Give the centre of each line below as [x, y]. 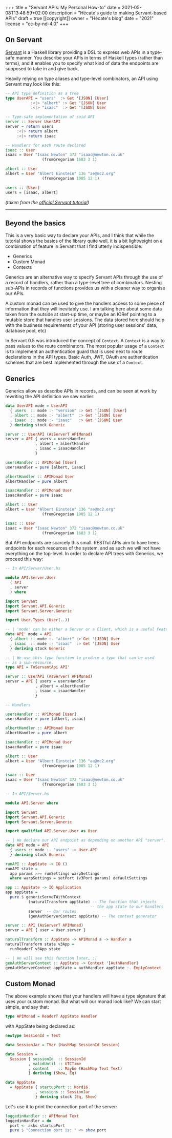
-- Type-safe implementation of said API [50, 117]
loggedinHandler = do [28, 1121]
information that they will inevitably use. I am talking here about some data [84, 309]
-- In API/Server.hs [27, 794]
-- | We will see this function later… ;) [51, 958]
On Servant [24, 40]
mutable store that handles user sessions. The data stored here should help [85, 320]
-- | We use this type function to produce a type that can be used [80, 658]
